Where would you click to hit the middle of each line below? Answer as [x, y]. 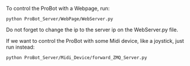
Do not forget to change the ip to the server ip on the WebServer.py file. [92, 30]
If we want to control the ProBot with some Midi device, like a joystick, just [95, 41]
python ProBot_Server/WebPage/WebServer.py [60, 19]
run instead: [20, 47]
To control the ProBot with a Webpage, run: [58, 8]
